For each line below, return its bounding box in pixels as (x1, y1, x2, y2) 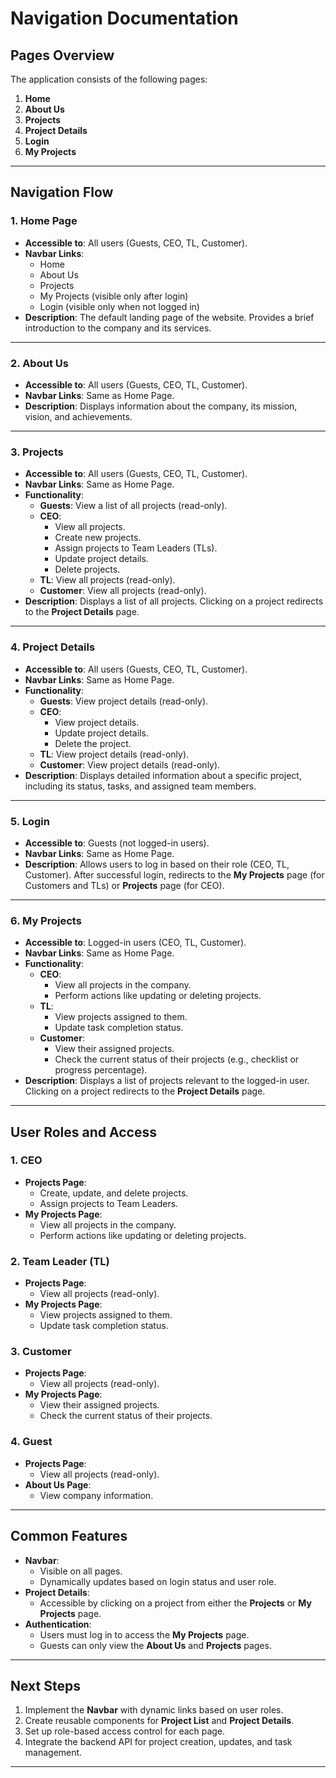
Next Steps (10, 1677, 81, 1694)
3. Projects (10, 445, 64, 459)
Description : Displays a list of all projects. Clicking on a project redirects (24, 595, 324, 607)
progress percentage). (54, 1064, 148, 1076)
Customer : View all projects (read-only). (39, 585, 207, 597)
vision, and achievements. (24, 410, 133, 422)
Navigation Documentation (10, 7, 239, 30)
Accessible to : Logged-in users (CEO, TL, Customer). (24, 937, 247, 949)
